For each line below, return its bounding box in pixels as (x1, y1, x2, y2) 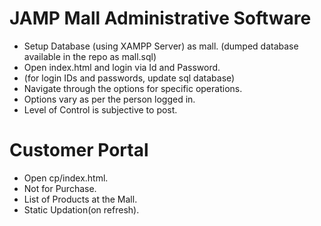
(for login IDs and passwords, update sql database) (23, 72, 236, 84)
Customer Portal (9, 139, 149, 162)
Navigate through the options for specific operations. (23, 82, 243, 94)
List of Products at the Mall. (23, 193, 138, 205)
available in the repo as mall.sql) (23, 50, 157, 62)
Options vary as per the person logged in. (23, 93, 196, 105)
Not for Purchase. (23, 182, 97, 194)
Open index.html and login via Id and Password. (23, 61, 221, 73)
